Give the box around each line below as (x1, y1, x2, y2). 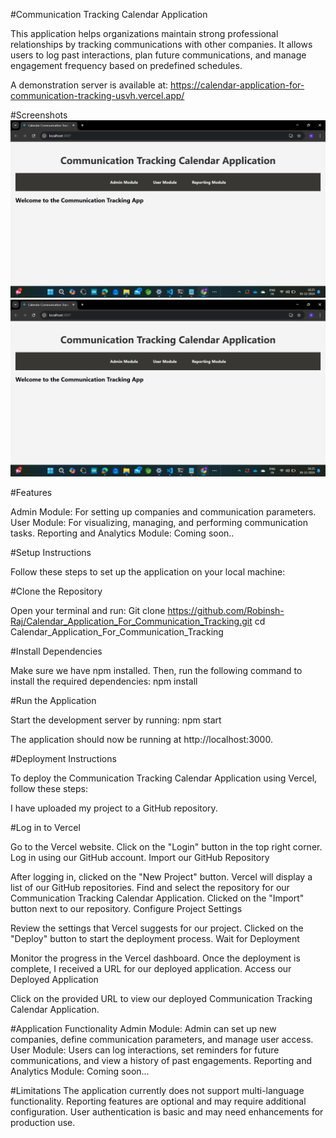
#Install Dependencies (10, 645, 103, 657)
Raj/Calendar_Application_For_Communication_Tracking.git (10, 615, 253, 627)
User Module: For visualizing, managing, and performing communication (10, 517, 308, 528)
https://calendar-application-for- (170, 79, 305, 91)
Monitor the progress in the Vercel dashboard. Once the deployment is (10, 952, 301, 964)
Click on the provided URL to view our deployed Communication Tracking (10, 993, 313, 1004)
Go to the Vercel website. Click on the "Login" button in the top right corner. (10, 841, 323, 853)
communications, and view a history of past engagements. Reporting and (10, 1055, 313, 1066)
